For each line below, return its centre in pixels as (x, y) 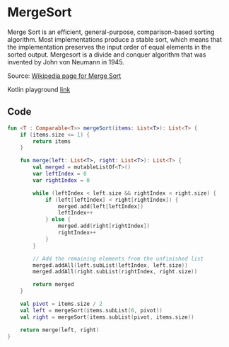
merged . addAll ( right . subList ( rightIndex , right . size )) (115, 272)
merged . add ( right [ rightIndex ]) (104, 226)
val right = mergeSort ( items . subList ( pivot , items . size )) (107, 317)
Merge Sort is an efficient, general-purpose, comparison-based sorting (111, 32)
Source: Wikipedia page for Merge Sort (64, 76)
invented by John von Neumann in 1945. (66, 62)
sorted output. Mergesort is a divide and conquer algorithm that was (107, 55)
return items (52, 141)
